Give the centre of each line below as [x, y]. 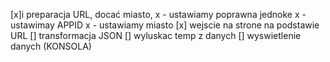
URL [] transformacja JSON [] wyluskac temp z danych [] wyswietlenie [156, 35]
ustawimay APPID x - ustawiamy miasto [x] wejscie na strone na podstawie [165, 25]
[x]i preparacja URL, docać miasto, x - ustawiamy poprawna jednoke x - [158, 14]
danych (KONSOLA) [51, 46]
